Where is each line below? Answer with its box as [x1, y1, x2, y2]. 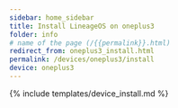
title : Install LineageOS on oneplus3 [9, 22, 155, 31]
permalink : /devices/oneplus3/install [9, 55, 155, 64]
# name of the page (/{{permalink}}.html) [9, 38, 171, 48]
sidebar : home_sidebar [9, 13, 94, 22]
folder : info [9, 30, 58, 39]
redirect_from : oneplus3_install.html [9, 47, 155, 56]
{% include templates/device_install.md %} [9, 87, 169, 99]
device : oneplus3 [9, 64, 75, 73]
